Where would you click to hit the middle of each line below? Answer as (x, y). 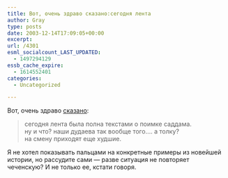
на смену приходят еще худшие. (73, 139)
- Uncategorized (37, 85)
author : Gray (26, 20)
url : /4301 (23, 46)
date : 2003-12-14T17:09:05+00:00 (56, 33)
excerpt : (20, 40)
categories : (24, 78)
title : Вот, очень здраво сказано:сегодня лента (79, 14)
